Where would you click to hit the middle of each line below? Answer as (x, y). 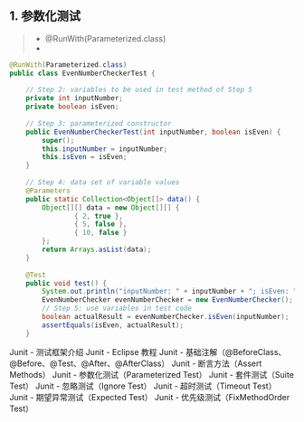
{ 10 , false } (100, 233)
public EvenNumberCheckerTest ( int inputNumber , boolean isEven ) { (153, 132)
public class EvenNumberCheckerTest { (82, 73)
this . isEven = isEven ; (85, 157)
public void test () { (66, 283)
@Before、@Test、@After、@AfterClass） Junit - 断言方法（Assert (136, 363)
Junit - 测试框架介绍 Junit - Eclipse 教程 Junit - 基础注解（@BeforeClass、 (148, 352)
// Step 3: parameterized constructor (99, 123)
